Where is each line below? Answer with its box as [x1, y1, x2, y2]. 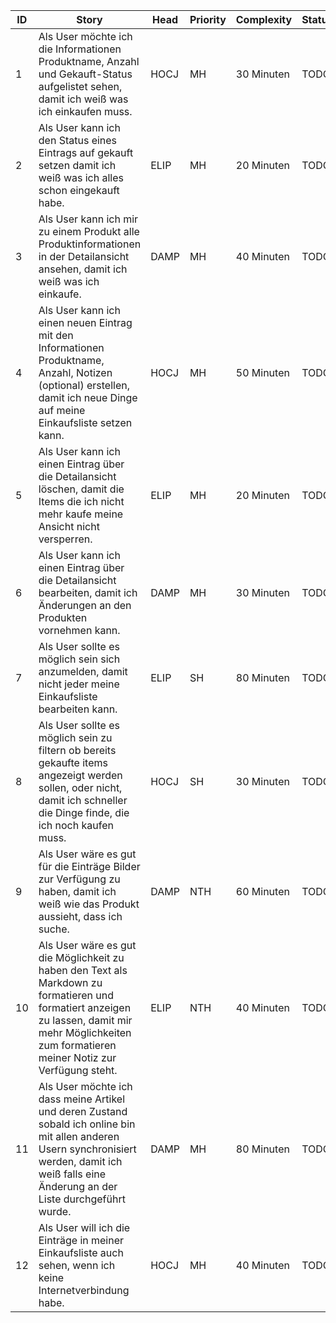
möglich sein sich [38, 652, 121, 666]
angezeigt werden [38, 769, 123, 782]
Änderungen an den [38, 599, 132, 612]
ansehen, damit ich [38, 262, 128, 276]
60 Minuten [235, 885, 290, 898]
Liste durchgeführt [38, 1192, 126, 1206]
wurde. [38, 1205, 72, 1218]
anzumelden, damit [38, 665, 128, 678]
